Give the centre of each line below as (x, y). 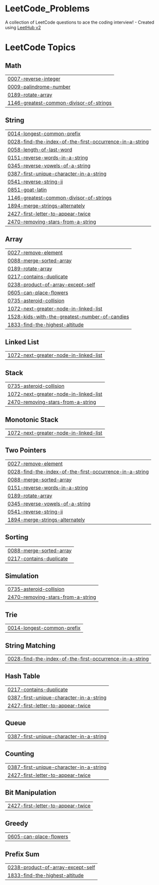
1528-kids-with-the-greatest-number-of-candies (68, 317)
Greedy (17, 823)
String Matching (30, 646)
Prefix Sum (22, 854)
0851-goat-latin (27, 189)
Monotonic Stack (32, 420)
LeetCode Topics (40, 48)
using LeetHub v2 (23, 27)
